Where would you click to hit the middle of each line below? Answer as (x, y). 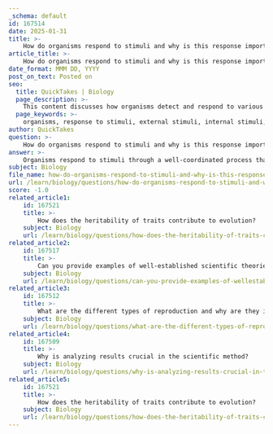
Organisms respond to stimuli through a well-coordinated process (138, 160)
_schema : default (38, 16)
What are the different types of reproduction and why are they (149, 311)
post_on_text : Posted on (50, 77)
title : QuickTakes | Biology (65, 92)
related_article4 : (39, 334)
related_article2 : (39, 243)
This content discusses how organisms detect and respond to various (143, 107)
